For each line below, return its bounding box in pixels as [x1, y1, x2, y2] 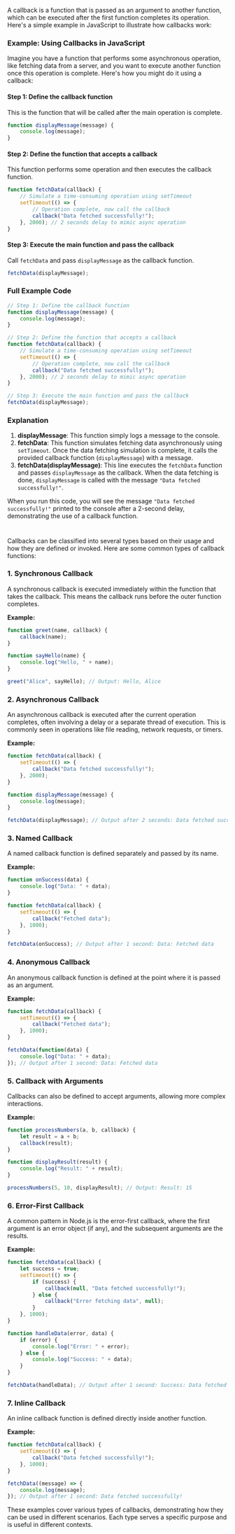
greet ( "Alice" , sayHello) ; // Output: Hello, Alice [7, 678, 161, 685]
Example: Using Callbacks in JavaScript [7, 38, 145, 48]
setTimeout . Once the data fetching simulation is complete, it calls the [17, 446, 218, 454]
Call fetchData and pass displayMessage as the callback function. [7, 256, 194, 265]
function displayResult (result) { [7, 1159, 108, 1166]
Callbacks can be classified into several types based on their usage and [7, 536, 215, 545]
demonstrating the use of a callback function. [7, 512, 138, 520]
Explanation [7, 416, 49, 425]
